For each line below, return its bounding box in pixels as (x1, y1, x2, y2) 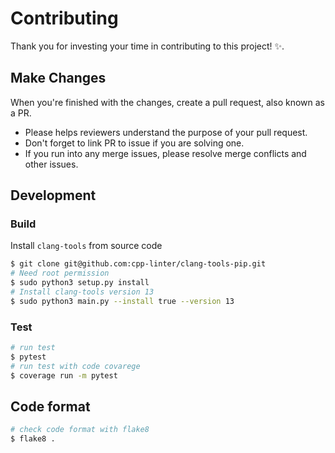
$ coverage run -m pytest (10, 370, 118, 381)
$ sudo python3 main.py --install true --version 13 (10, 296, 235, 306)
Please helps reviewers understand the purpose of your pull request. (24, 126, 308, 138)
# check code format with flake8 (10, 425, 150, 435)
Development (10, 187, 97, 204)
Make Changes (10, 70, 107, 87)
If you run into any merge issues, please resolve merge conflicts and (24, 147, 307, 159)
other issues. (24, 158, 79, 170)
